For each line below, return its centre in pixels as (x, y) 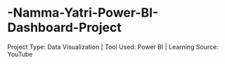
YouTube (20, 54)
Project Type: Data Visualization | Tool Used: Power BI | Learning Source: (113, 47)
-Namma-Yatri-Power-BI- (83, 13)
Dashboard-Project (64, 27)
